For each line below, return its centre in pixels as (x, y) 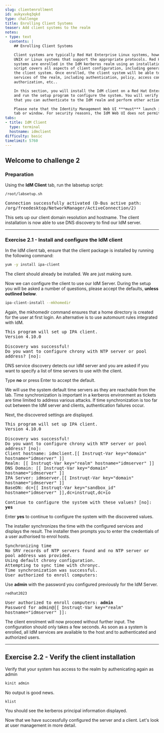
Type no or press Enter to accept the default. (50, 380)
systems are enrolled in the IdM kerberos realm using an (74, 64)
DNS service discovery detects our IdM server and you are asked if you (77, 365)
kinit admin (17, 683)
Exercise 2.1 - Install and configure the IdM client (64, 240)
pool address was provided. (39, 555)
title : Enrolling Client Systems (39, 23)
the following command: (29, 256)
